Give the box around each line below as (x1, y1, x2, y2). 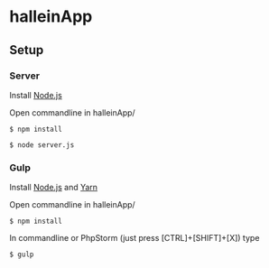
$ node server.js (9, 140, 75, 150)
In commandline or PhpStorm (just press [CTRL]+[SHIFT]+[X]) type (9, 233, 260, 244)
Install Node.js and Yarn (9, 182, 97, 193)
